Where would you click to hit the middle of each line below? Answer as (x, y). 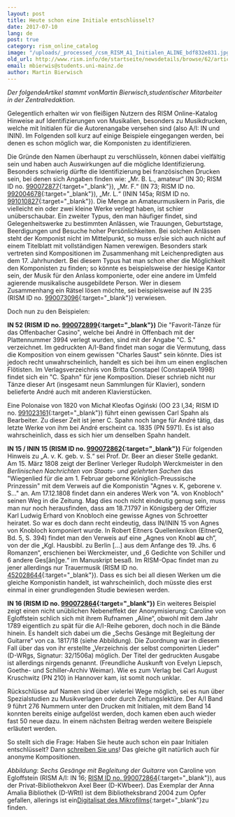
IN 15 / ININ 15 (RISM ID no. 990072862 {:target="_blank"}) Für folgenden (115, 448)
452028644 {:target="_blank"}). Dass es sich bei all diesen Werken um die (114, 575)
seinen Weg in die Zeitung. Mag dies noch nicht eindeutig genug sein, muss (116, 500)
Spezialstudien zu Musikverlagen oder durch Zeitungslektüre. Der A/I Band (115, 698)
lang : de (20, 33)
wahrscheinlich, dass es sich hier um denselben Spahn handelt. (99, 435)
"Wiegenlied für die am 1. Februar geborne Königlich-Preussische (101, 478)
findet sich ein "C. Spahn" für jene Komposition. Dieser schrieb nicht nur (112, 377)
